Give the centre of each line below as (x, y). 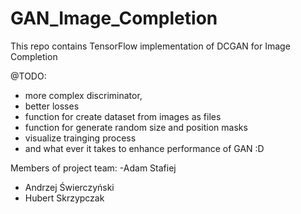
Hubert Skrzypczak (64, 198)
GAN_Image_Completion (114, 18)
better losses (52, 106)
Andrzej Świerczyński (69, 187)
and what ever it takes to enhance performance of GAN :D (144, 148)
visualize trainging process (80, 138)
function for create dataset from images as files (123, 116)
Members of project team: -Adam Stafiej (93, 168)
